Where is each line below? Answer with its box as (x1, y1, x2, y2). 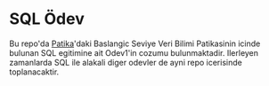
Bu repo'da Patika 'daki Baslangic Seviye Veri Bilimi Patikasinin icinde (9, 38, 261, 49)
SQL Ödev (9, 9, 85, 29)
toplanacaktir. (9, 66, 60, 77)
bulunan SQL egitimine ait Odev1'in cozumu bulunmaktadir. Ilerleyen (9, 47, 259, 58)
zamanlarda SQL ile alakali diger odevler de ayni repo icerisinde (9, 57, 242, 67)
